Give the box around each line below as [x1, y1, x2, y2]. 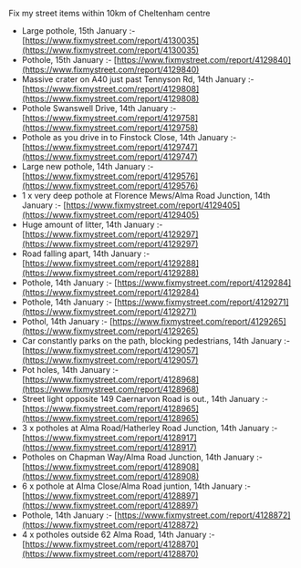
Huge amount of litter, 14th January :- [21, 219, 163, 230]
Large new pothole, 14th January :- [21, 161, 154, 171]
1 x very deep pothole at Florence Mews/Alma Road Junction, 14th [21, 191, 271, 201]
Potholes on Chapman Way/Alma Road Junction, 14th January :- [21, 451, 264, 462]
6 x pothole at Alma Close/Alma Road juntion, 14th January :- [21, 480, 252, 491]
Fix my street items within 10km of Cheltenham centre [8, 8, 211, 18]
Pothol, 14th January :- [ [21, 316, 113, 326]
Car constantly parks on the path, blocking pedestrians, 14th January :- [21, 336, 291, 346]
